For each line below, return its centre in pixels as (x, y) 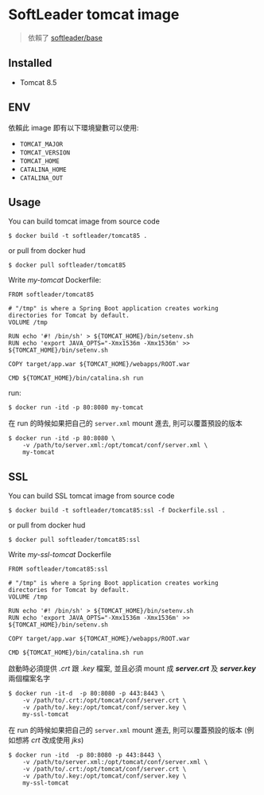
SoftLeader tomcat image (94, 15)
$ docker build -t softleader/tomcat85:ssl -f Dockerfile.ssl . (117, 511)
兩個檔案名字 (29, 679)
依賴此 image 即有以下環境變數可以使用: (74, 127)
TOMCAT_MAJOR (41, 144)
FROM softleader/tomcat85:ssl (58, 569)
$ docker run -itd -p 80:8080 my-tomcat (76, 407)
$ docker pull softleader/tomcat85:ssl (74, 540)
